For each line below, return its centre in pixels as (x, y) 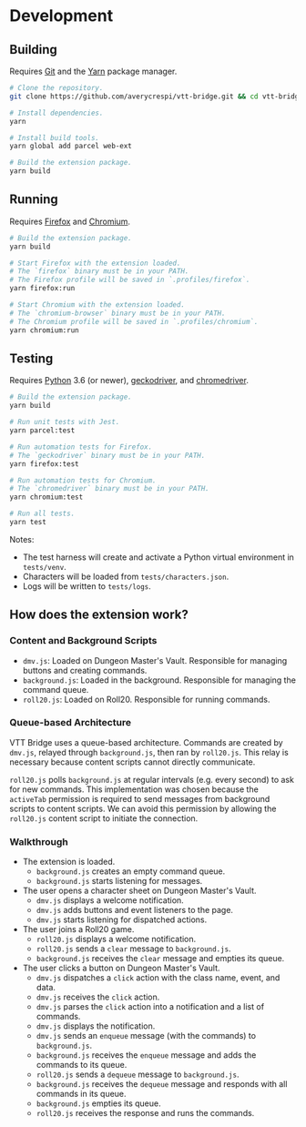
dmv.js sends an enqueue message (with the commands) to (146, 1036)
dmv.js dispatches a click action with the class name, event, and (158, 978)
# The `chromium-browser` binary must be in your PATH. (117, 313)
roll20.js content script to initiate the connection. (104, 818)
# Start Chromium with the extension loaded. (97, 305)
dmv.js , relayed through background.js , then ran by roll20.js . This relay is (149, 752)
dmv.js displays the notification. (96, 1026)
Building (33, 50)
